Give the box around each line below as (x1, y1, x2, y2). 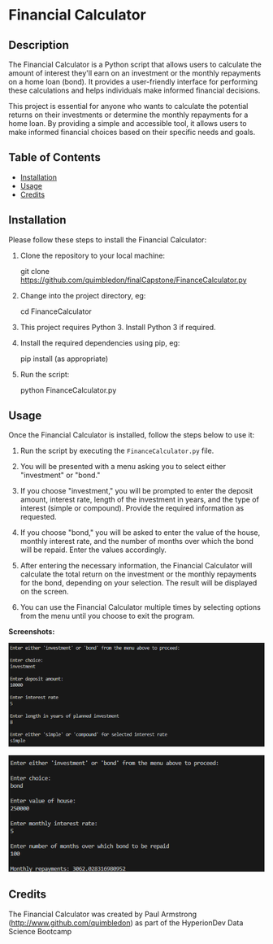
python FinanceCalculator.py (19, 385, 117, 395)
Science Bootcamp (8, 926, 72, 936)
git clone (19, 266, 50, 276)
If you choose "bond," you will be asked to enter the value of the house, (19, 528, 261, 537)
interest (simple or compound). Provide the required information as (19, 503, 245, 513)
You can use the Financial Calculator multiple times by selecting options (19, 603, 262, 612)
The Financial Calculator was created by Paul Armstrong (8, 909, 197, 919)
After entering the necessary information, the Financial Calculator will (19, 561, 253, 571)
